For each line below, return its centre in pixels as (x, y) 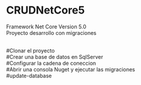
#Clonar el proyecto (31, 50)
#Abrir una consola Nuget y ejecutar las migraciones (71, 69)
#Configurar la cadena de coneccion (51, 63)
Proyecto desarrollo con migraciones (51, 32)
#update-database (29, 76)
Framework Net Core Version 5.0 (46, 27)
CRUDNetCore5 (46, 10)
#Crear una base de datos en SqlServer (55, 57)
